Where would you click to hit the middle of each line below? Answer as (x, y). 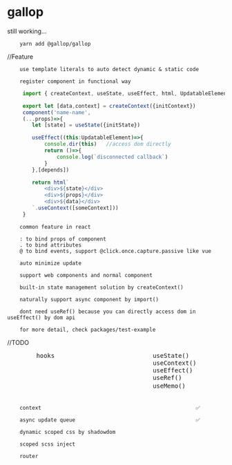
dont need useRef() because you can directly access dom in (108, 312)
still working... (27, 31)
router (29, 456)
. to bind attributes (50, 245)
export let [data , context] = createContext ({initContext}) (109, 106)
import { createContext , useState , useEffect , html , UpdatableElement (126, 93)
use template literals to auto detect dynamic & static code (109, 69)
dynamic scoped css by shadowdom (68, 432)
